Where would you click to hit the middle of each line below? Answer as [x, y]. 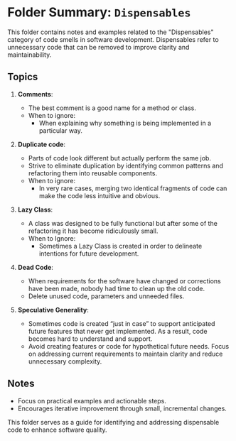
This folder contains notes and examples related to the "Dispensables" [111, 32]
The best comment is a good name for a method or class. [112, 108]
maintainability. [29, 55]
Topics [23, 77]
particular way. [61, 130]
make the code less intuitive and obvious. [100, 195]
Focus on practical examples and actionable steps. [92, 401]
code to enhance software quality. [58, 430]
